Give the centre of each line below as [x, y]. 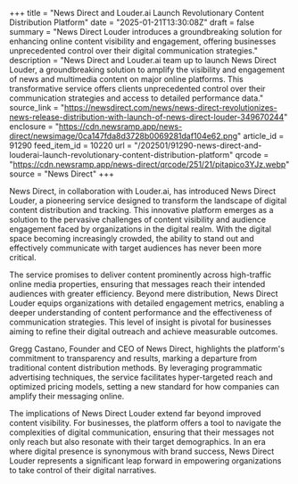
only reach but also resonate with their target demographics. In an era [137, 442]
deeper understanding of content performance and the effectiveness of [141, 312]
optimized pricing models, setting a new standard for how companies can [144, 386]
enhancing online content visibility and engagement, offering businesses [143, 41]
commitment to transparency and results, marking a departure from [133, 358]
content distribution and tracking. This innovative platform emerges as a [141, 210]
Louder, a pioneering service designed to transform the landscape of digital [148, 201]
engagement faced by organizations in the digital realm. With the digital [141, 229]
